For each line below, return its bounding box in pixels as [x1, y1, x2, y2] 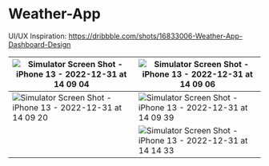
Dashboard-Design [8, 39, 71, 49]
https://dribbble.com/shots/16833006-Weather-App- [68, 31, 243, 41]
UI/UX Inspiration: [8, 31, 67, 41]
